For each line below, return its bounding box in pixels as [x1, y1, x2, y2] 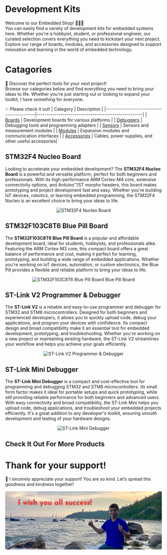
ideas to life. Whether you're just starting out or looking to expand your [5, 91, 150, 97]
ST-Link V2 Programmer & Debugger [5, 291, 121, 299]
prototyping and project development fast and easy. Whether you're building [5, 187, 162, 193]
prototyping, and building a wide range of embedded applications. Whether [5, 256, 160, 262]
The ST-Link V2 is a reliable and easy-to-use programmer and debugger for [5, 304, 161, 310]
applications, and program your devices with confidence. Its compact [5, 320, 148, 326]
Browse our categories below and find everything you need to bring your [5, 86, 154, 92]
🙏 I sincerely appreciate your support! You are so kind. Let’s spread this [5, 476, 151, 482]
